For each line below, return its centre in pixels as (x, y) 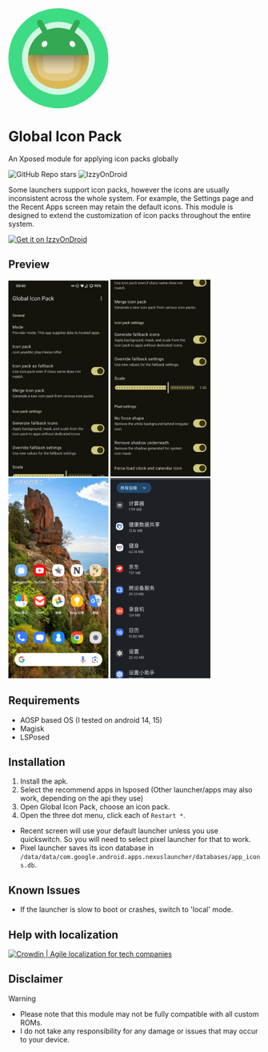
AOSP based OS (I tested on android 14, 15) (91, 719)
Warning (22, 998)
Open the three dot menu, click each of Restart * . (102, 816)
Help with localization (63, 935)
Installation (37, 762)
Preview (29, 265)
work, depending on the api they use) (82, 798)
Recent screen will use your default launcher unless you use (119, 831)
